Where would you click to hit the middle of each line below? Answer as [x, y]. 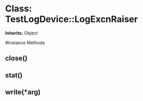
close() [16, 58]
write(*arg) [23, 92]
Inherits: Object [22, 33]
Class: [19, 9]
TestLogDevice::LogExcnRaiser [71, 19]
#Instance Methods [25, 42]
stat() [14, 75]
